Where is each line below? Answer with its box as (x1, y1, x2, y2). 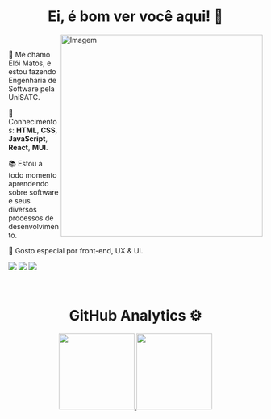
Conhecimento (8, 116, 58, 126)
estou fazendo (8, 66, 56, 76)
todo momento (8, 170, 57, 180)
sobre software (8, 187, 59, 197)
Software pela (8, 84, 55, 94)
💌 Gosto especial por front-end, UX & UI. (8, 245, 144, 255)
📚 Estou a (8, 158, 43, 168)
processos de (8, 213, 54, 223)
